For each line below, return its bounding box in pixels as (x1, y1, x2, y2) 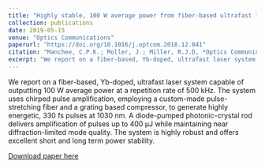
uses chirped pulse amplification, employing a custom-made (8, 94, 205, 103)
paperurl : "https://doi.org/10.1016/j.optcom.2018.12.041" (8, 41, 207, 49)
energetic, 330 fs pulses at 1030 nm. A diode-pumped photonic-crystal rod (8, 110, 252, 120)
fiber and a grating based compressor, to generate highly (43, 102, 229, 111)
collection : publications (8, 19, 93, 27)
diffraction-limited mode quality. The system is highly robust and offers (8, 127, 239, 136)
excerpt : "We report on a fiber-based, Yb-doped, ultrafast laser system (8, 56, 256, 64)
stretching (8, 102, 42, 111)
